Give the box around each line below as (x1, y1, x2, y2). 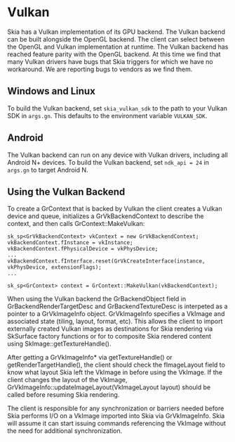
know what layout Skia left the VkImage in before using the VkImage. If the (7, 368, 223, 377)
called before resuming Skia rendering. (7, 391, 120, 399)
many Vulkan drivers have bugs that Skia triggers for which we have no (7, 57, 213, 65)
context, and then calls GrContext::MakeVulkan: (7, 220, 145, 228)
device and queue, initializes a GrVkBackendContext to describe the (7, 212, 204, 220)
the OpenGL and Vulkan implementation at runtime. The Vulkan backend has (7, 42, 229, 51)
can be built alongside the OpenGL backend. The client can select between (7, 34, 225, 43)
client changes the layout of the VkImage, (7, 376, 128, 384)
